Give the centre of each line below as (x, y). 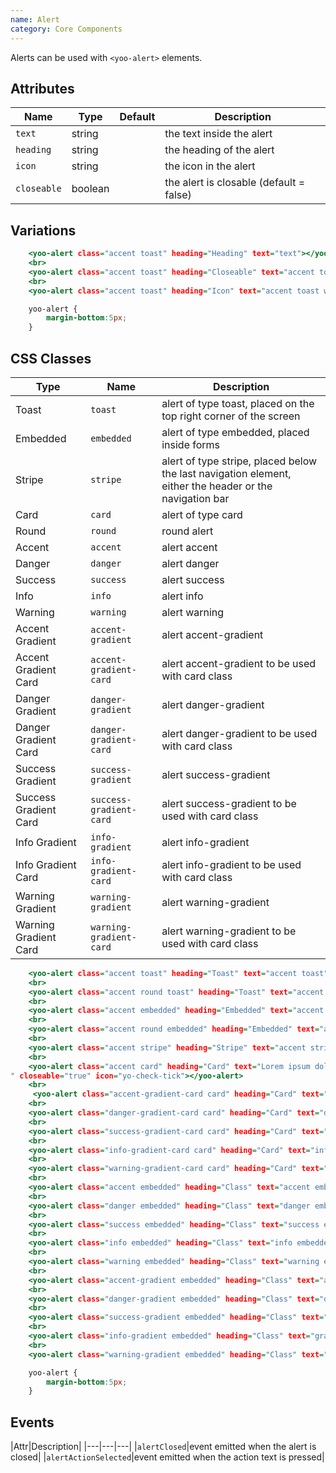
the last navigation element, (226, 473)
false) (178, 195)
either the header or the (217, 486)
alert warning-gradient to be (229, 931)
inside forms (191, 444)
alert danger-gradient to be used (239, 733)
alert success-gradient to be (229, 803)
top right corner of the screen (231, 416)
